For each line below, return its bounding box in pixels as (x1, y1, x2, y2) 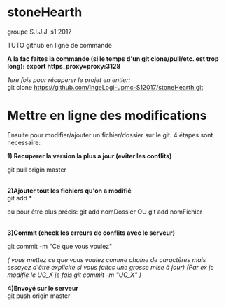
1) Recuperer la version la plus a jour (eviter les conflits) (7, 151, 172, 160)
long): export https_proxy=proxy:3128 (7, 62, 121, 70)
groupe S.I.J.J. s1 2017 (7, 27, 72, 36)
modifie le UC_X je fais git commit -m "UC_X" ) (7, 271, 142, 279)
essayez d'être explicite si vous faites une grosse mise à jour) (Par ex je (7, 263, 215, 271)
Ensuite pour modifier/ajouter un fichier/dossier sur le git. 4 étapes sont (7, 130, 213, 139)
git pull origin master (7, 165, 66, 174)
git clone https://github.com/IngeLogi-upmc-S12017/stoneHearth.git (7, 83, 204, 91)
